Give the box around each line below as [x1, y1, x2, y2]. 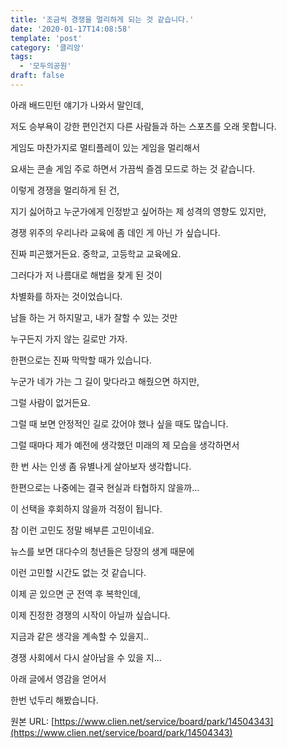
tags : [10, 52, 33, 62]
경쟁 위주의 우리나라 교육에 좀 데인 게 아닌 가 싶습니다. [10, 226, 221, 238]
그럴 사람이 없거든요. [10, 396, 91, 408]
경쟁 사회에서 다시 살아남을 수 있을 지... [10, 651, 162, 663]
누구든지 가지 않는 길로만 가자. [10, 332, 128, 345]
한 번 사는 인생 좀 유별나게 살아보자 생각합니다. [10, 460, 192, 472]
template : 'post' [10, 33, 83, 43]
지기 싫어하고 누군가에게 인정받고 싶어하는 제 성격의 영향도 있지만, [10, 205, 267, 217]
